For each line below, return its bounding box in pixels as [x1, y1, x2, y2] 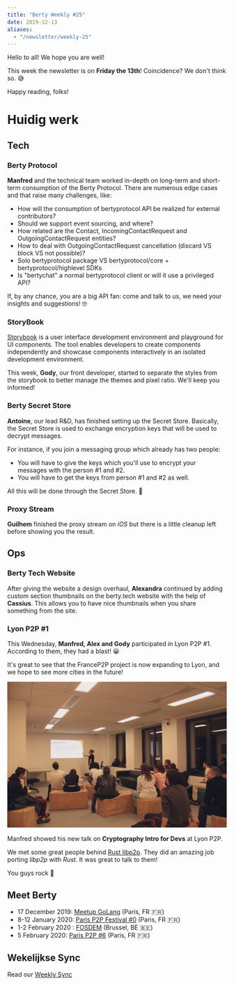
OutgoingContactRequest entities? [17, 234, 116, 243]
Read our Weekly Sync [7, 970, 72, 979]
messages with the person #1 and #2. [17, 466, 125, 474]
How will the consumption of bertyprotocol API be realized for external [17, 205, 220, 213]
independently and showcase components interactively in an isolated [7, 348, 206, 356]
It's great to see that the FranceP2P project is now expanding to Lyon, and [7, 661, 220, 668]
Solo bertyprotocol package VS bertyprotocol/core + [17, 256, 169, 265]
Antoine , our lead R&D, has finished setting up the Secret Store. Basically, [7, 416, 219, 425]
